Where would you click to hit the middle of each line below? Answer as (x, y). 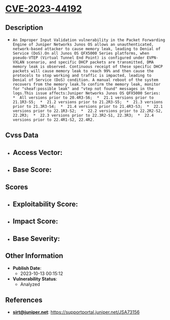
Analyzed (30, 284)
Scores (17, 187)
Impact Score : (35, 222)
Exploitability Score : (45, 204)
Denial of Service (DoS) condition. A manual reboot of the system (85, 80)
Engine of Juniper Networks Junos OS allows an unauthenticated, (83, 45)
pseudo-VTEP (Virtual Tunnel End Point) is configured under (79, 58)
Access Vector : (37, 152)
